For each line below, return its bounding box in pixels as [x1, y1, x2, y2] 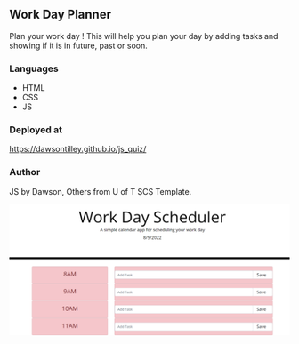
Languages [9, 62, 60, 75]
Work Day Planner [9, 7, 111, 22]
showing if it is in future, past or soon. [9, 40, 149, 51]
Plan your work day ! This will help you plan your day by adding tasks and [9, 30, 279, 41]
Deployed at [9, 124, 63, 136]
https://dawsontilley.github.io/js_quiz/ [9, 144, 147, 155]
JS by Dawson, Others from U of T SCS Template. [9, 186, 192, 196]
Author [9, 166, 41, 179]
